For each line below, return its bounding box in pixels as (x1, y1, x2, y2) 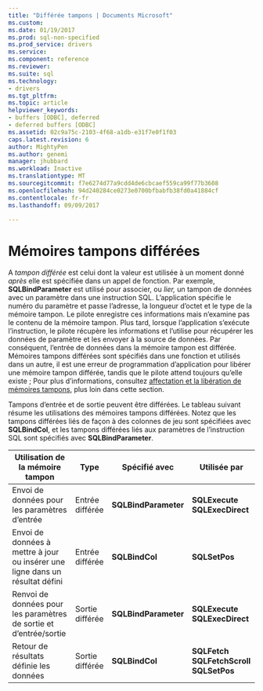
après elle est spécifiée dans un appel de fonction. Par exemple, (8, 276, 215, 286)
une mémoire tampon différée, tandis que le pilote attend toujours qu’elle (8, 368, 243, 378)
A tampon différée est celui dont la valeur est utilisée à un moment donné (8, 268, 245, 277)
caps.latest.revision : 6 (8, 135, 89, 144)
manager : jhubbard (8, 158, 68, 166)
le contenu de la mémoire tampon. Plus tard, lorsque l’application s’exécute (8, 318, 250, 327)
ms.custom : (8, 19, 44, 27)
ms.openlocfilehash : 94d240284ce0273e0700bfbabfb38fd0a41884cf (8, 186, 219, 195)
